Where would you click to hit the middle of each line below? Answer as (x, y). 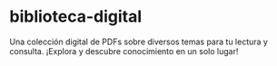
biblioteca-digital (76, 17)
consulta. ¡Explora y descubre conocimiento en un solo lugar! (124, 51)
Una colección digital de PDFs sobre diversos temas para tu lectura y (138, 42)
